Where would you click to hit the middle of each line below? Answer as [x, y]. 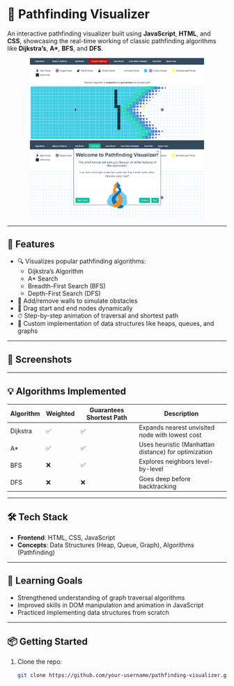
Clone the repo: [40, 662]
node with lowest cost [170, 435]
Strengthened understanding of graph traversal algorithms [101, 598]
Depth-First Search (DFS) [64, 294]
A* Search [43, 279]
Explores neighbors [167, 462]
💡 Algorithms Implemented [67, 391]
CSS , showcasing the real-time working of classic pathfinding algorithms [112, 40]
